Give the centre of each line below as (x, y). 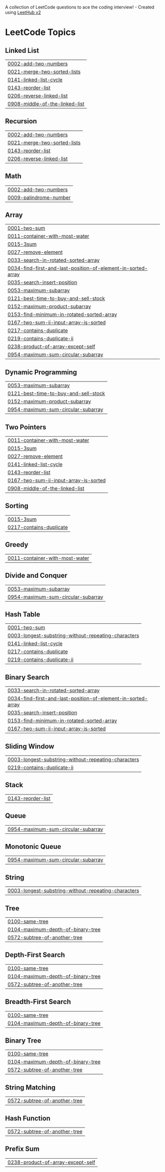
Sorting (17, 506)
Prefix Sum (22, 1149)
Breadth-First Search (38, 1002)
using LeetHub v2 (23, 12)
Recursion (21, 121)
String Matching (30, 1087)
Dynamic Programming (41, 372)
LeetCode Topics (41, 32)
